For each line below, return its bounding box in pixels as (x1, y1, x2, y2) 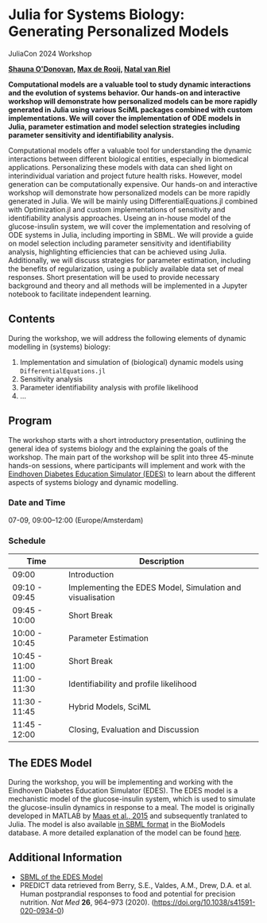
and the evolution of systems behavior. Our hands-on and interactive (8, 87, 241, 97)
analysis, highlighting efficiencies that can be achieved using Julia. (8, 246, 227, 256)
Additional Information (8, 851, 122, 864)
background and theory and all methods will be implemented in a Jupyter (8, 281, 248, 290)
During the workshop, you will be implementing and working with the (8, 777, 234, 786)
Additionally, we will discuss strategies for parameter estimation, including (8, 255, 251, 265)
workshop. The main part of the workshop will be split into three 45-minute (8, 452, 254, 462)
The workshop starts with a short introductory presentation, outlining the (8, 435, 246, 444)
